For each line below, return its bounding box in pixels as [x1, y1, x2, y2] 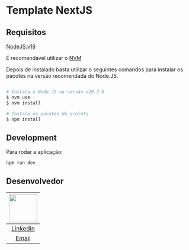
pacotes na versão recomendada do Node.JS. [6, 72, 118, 79]
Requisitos [6, 27, 46, 37]
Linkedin [11, 224, 36, 232]
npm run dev [6, 160, 36, 166]
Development [6, 132, 57, 143]
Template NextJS [6, 4, 93, 17]
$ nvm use [6, 94, 31, 100]
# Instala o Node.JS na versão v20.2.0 [6, 89, 105, 95]
